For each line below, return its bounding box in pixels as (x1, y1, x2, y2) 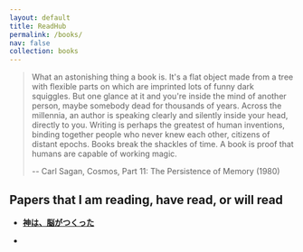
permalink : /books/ (9, 30, 83, 39)
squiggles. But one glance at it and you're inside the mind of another (31, 91, 287, 102)
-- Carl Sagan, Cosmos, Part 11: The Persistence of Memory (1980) (31, 166, 280, 177)
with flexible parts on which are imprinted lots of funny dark (31, 81, 255, 92)
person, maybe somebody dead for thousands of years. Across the (31, 100, 282, 111)
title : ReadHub (9, 22, 67, 31)
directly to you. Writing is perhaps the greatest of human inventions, (31, 119, 285, 131)
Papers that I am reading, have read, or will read (9, 191, 283, 208)
